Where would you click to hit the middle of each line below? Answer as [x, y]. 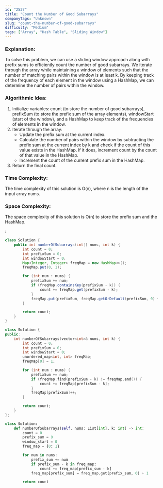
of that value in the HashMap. [49, 155]
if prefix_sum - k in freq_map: [64, 464]
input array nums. [23, 194]
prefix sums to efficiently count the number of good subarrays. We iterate [79, 65]
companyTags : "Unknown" [29, 18]
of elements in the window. [39, 124]
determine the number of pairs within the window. [55, 85]
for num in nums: [40, 455]
